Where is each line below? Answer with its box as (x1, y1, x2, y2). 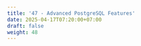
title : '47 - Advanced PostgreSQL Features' (7, 9, 136, 17)
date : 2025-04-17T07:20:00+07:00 (7, 16, 102, 23)
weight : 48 (7, 28, 38, 36)
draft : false (7, 22, 44, 29)
